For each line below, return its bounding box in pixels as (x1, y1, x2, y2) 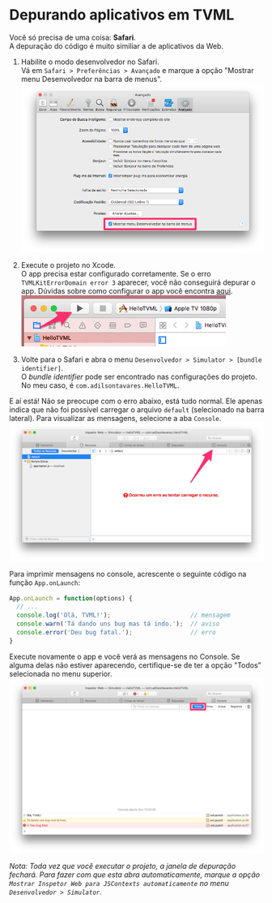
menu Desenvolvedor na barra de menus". (20, 74, 163, 84)
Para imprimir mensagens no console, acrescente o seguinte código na (9, 569, 247, 578)
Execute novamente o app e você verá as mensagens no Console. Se (9, 651, 240, 661)
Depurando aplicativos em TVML (9, 6, 235, 24)
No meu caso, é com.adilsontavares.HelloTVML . (20, 381, 180, 390)
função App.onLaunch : (9, 578, 81, 587)
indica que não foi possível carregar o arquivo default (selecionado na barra (9, 405, 265, 415)
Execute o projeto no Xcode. (20, 260, 117, 270)
